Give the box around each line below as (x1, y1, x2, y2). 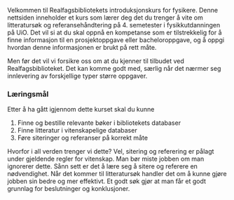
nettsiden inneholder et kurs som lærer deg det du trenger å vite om (7, 13, 203, 22)
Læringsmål (7, 89, 49, 99)
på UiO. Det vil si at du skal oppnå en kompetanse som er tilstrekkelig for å (7, 28, 222, 36)
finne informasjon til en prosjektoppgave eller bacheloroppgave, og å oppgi (7, 36, 225, 44)
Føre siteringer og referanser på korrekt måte (17, 133, 149, 142)
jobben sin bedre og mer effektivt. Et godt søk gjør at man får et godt (7, 177, 207, 185)
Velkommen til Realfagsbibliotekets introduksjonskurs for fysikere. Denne (7, 6, 219, 14)
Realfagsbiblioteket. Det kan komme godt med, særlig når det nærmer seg (7, 65, 221, 72)
